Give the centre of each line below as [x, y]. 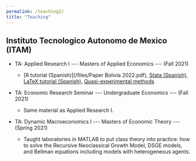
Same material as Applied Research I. [68, 110]
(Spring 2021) [31, 128]
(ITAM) [19, 49]
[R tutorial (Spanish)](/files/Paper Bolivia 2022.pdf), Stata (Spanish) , [106, 75]
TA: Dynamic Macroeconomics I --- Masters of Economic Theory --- [97, 122]
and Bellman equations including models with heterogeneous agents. [107, 152]
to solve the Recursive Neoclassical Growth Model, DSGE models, [103, 145]
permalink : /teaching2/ [35, 11]
